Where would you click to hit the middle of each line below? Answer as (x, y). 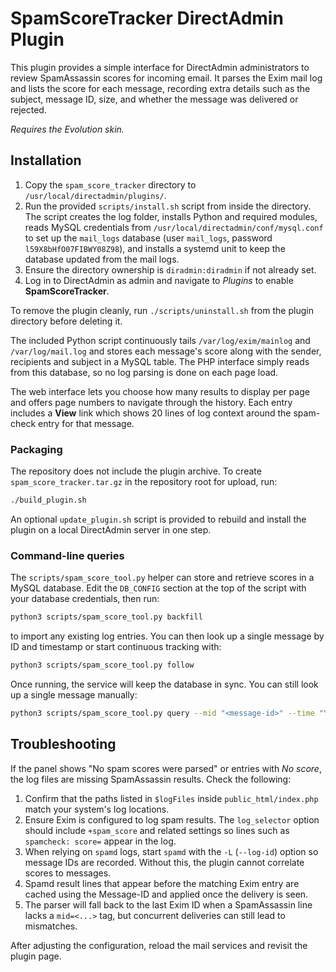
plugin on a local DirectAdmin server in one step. (111, 529)
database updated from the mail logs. (102, 259)
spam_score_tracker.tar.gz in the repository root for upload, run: (144, 482)
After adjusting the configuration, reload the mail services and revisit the (159, 945)
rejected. (28, 109)
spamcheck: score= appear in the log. (100, 841)
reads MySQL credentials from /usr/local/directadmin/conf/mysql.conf (174, 227)
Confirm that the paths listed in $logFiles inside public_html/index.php (171, 798)
